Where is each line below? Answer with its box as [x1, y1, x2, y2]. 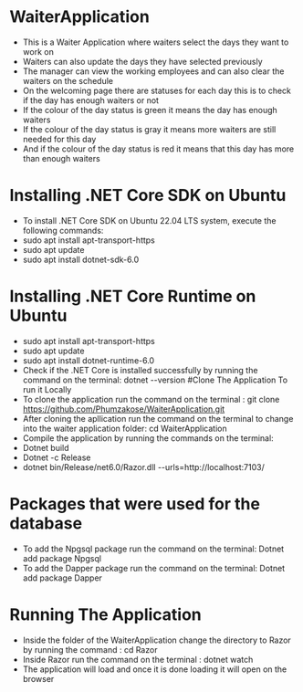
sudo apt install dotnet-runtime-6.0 [22, 354, 155, 366]
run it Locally [22, 383, 72, 394]
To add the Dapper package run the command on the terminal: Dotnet [22, 562, 286, 573]
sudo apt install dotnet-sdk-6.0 [22, 254, 140, 265]
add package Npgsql [22, 552, 102, 563]
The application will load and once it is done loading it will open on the [22, 664, 287, 675]
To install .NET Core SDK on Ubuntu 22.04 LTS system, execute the [22, 215, 277, 225]
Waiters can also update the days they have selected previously [22, 56, 263, 67]
